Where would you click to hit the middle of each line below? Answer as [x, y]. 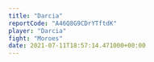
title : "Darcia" [35, 16]
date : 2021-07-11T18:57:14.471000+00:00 [77, 46]
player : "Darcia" [37, 31]
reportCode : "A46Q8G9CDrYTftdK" [62, 23]
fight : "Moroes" [35, 38]
